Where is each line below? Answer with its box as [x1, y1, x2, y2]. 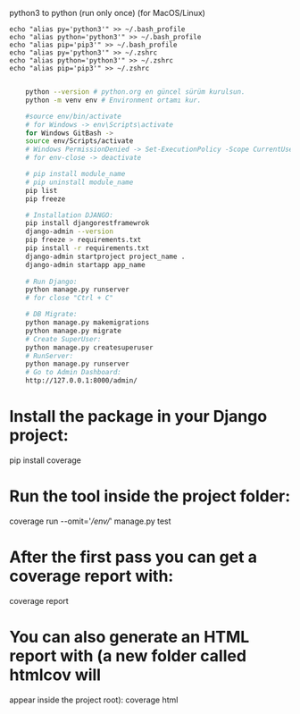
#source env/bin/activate [25, 112, 122, 121]
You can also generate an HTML [9, 627, 250, 647]
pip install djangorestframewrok [25, 219, 150, 228]
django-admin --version [25, 227, 114, 236]
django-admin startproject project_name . [25, 252, 186, 261]
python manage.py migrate [25, 326, 122, 335]
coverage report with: [9, 567, 174, 586]
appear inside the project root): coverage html [9, 694, 179, 705]
